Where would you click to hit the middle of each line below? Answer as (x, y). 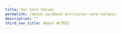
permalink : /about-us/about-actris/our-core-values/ (61, 14)
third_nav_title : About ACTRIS (37, 23)
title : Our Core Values (30, 9)
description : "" (22, 18)
